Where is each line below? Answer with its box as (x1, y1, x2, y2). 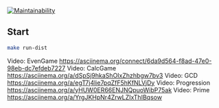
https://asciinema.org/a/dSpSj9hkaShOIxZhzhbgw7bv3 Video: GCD (7, 71, 198, 79)
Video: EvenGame (7, 57, 58, 65)
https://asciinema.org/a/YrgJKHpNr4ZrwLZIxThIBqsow (7, 93, 163, 101)
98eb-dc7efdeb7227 (7, 64, 66, 72)
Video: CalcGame (67, 64, 117, 72)
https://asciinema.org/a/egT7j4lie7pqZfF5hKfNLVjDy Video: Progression (7, 79, 211, 87)
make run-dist (7, 44, 48, 51)
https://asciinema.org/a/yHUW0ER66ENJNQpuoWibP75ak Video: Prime (7, 85, 210, 94)
